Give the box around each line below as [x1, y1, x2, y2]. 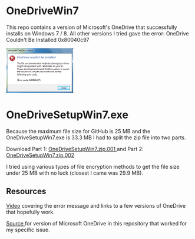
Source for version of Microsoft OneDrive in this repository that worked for [6, 220, 187, 227]
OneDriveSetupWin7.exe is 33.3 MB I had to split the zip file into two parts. [6, 134, 187, 141]
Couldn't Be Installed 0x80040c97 [6, 36, 90, 43]
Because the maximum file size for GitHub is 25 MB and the [6, 127, 151, 135]
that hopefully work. [6, 208, 55, 215]
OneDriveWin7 [6, 4, 79, 18]
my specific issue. [6, 226, 50, 233]
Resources [6, 186, 47, 197]
